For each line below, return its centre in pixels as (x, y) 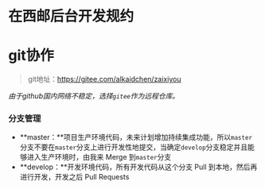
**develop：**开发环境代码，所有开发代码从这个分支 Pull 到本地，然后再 (138, 167)
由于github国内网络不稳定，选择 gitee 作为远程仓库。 (94, 96)
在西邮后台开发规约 (71, 16)
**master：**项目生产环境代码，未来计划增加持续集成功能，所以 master (136, 137)
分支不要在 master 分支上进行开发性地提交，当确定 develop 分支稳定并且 (134, 147)
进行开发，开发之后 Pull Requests (74, 177)
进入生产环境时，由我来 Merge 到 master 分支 (99, 157)
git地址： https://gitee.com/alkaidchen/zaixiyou (104, 79)
